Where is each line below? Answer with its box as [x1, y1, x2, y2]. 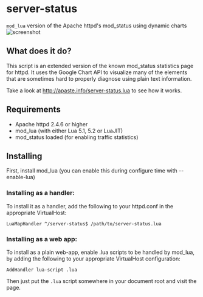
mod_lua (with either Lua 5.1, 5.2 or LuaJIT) [15, 127, 123, 134]
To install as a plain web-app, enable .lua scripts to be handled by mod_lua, [6, 248, 194, 256]
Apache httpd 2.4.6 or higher [15, 120, 88, 128]
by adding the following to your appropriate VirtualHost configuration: [6, 254, 181, 262]
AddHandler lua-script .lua [6, 267, 78, 273]
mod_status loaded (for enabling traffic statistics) [15, 133, 139, 141]
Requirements [6, 104, 61, 115]
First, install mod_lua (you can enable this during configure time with [6, 167, 177, 174]
